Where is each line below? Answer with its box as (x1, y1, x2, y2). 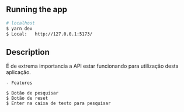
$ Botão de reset (6, 96, 48, 101)
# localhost (6, 20, 35, 26)
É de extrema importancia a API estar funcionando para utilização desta (6, 62, 179, 69)
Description (6, 47, 50, 57)
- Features (6, 80, 33, 86)
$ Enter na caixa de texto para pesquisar (6, 100, 111, 107)
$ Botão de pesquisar (6, 90, 59, 96)
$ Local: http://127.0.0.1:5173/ (6, 31, 93, 37)
